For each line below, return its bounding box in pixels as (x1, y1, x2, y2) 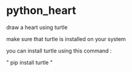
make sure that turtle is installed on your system (6, 35, 126, 42)
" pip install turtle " (6, 59, 53, 66)
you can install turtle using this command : (6, 47, 112, 54)
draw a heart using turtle (6, 24, 68, 31)
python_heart (6, 4, 76, 18)
